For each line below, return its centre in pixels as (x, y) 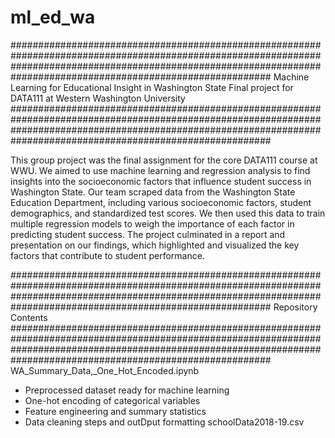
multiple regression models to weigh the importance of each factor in (152, 223)
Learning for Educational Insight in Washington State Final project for (152, 87)
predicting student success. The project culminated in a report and (148, 234)
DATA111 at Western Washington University (98, 98)
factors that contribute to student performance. (107, 255)
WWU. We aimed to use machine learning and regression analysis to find (160, 170)
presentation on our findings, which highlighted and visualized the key (155, 245)
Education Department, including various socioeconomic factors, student (161, 202)
